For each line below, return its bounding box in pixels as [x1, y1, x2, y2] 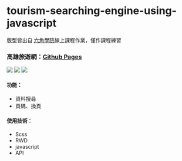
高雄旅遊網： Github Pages [6, 53, 82, 61]
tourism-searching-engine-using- [6, 4, 177, 18]
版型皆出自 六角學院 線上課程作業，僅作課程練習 [6, 36, 122, 43]
